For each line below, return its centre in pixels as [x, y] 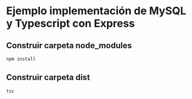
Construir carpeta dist [48, 77]
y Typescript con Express [71, 23]
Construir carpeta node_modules [69, 45]
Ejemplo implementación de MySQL [96, 11]
